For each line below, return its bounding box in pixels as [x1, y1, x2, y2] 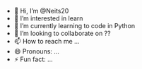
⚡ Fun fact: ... [13, 55, 53, 63]
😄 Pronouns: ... [13, 47, 60, 56]
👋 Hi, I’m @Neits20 [13, 7, 69, 15]
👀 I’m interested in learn [13, 14, 83, 23]
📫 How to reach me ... [13, 37, 80, 45]
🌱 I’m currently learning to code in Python [13, 22, 136, 30]
